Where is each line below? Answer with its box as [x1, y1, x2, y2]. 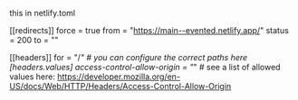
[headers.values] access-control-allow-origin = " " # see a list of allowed [9, 62, 281, 72]
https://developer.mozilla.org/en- [57, 71, 181, 82]
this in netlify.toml [9, 8, 75, 18]
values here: [9, 71, 56, 82]
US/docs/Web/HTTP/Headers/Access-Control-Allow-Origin [9, 81, 232, 91]
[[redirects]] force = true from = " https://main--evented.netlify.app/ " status [9, 25, 290, 35]
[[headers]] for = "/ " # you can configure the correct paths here [9, 52, 248, 62]
